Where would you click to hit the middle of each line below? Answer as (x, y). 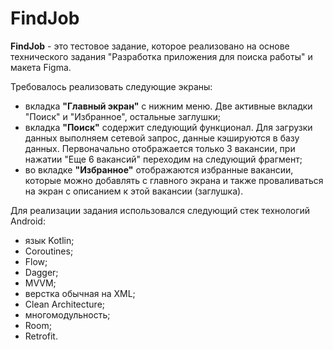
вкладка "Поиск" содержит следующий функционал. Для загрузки (168, 127)
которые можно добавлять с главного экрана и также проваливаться (174, 180)
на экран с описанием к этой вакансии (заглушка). (134, 191)
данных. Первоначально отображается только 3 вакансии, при (160, 148)
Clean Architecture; (65, 304)
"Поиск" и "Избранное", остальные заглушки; (122, 116)
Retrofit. (41, 336)
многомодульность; (67, 314)
